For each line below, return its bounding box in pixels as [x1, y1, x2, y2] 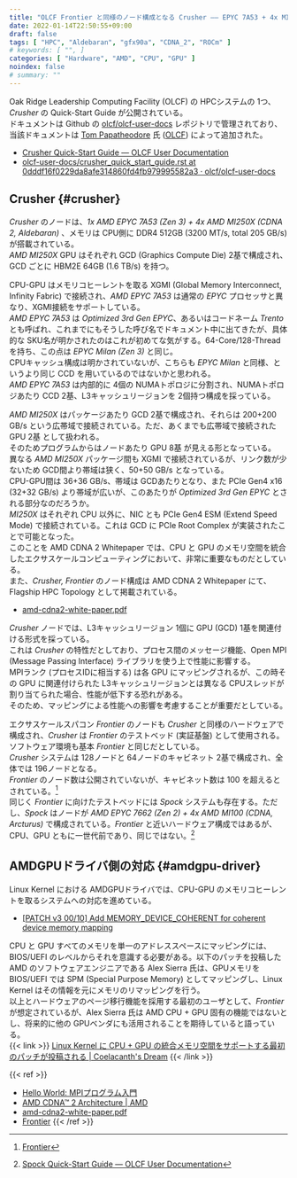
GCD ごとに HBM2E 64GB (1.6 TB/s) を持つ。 [9, 261, 174, 271]
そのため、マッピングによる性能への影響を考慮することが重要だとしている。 [9, 699, 288, 710]
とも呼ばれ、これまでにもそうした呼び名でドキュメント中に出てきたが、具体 [9, 324, 288, 334]
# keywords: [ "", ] [9, 46, 86, 55]
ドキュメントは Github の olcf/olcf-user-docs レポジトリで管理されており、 [9, 118, 283, 129]
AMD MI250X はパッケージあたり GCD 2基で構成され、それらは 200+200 [9, 409, 277, 419]
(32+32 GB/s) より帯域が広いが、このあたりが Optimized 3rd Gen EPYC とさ [9, 487, 288, 497]
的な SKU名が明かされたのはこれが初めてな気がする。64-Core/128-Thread [9, 334, 281, 346]
